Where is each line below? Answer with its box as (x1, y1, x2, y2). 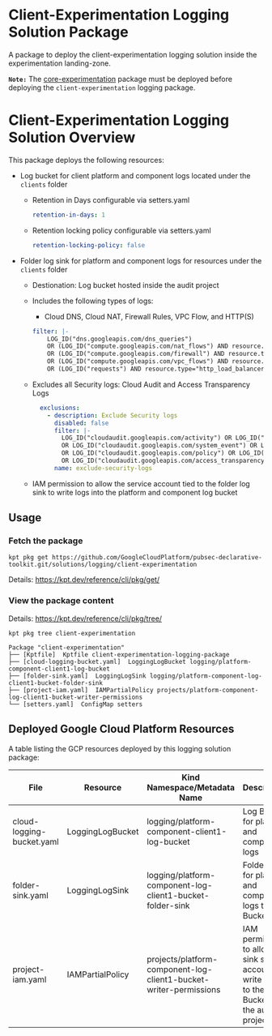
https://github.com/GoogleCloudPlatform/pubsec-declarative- (51, 554, 263, 562)
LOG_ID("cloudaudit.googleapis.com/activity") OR (61, 434, 232, 443)
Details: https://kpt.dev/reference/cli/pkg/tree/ (8, 614, 163, 623)
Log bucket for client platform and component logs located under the (19, 170, 251, 180)
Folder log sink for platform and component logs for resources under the (19, 255, 262, 265)
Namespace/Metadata (147, 781, 235, 793)
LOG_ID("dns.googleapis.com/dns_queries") (47, 335, 193, 343)
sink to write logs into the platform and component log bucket (32, 487, 238, 497)
